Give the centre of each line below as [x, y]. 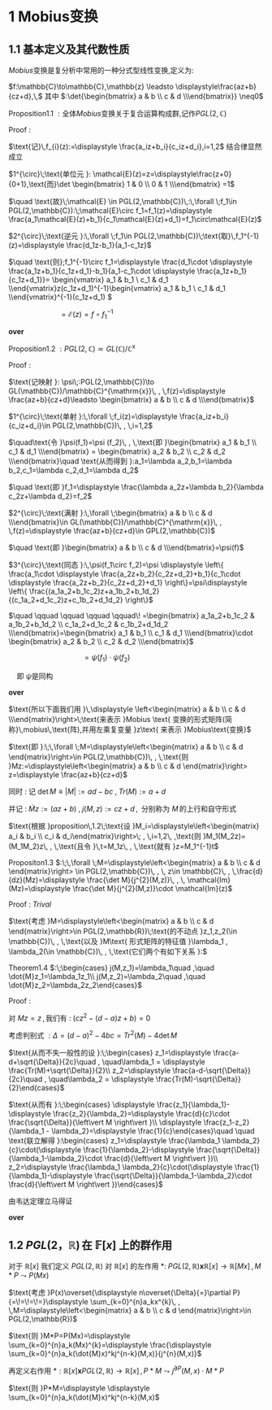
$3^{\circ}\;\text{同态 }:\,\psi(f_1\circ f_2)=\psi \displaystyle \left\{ [116, 565]
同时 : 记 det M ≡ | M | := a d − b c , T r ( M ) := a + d [87, 791]
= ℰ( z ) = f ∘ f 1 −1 [87, 315]
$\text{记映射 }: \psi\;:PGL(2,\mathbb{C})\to [82, 382]
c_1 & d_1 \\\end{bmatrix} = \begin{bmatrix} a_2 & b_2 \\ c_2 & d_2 [117, 451]
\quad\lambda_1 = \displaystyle [153, 1062]
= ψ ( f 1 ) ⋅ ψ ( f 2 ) [107, 658]
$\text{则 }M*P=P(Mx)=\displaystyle [69, 1336]
